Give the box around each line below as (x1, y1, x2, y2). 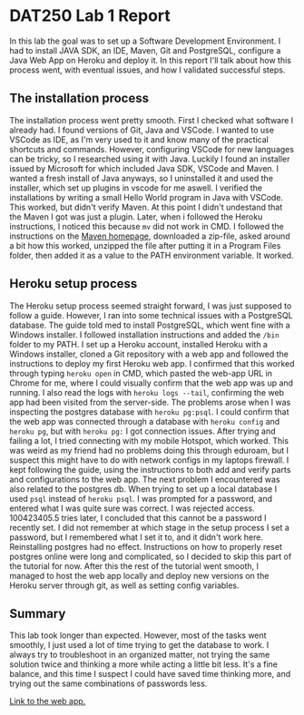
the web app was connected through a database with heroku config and (9, 416, 280, 426)
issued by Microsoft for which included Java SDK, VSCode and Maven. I (9, 162, 279, 173)
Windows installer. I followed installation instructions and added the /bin (9, 328, 279, 340)
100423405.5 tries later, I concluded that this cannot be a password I (9, 512, 267, 523)
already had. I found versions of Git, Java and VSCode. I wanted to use (9, 124, 275, 135)
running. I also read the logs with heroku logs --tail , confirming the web (9, 387, 284, 397)
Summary (9, 605, 66, 622)
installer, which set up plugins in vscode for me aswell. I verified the (9, 182, 263, 193)
